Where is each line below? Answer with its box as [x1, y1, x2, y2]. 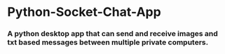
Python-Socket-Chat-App [7, 4, 161, 20]
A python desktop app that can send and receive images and [7, 29, 219, 39]
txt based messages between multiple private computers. [7, 37, 209, 47]
